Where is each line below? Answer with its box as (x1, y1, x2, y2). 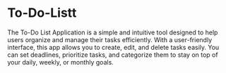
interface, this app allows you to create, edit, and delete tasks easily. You (7, 43, 220, 51)
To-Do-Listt (7, 5, 77, 21)
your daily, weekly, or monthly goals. (7, 58, 114, 66)
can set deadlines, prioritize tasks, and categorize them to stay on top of (7, 51, 218, 59)
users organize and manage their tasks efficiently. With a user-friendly (7, 35, 213, 44)
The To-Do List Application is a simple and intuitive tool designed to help (7, 28, 218, 36)
